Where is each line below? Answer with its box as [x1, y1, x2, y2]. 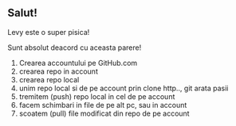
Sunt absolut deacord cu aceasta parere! [7, 43, 142, 52]
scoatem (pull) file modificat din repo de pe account [18, 109, 190, 118]
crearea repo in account [18, 67, 99, 76]
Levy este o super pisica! [7, 27, 90, 36]
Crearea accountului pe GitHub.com [18, 58, 138, 67]
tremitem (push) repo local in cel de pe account [18, 91, 175, 101]
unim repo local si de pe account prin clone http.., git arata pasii [18, 83, 229, 93]
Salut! [7, 6, 37, 20]
